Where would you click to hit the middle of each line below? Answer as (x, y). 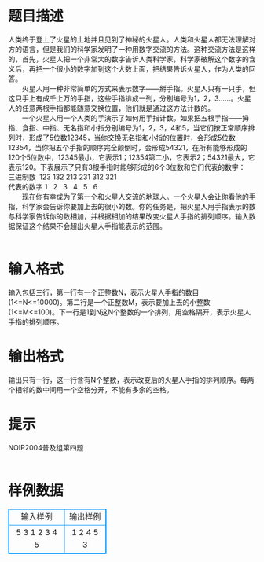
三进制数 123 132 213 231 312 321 (62, 177)
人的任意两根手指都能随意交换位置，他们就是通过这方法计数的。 (111, 108)
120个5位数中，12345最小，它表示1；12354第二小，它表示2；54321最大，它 (132, 157)
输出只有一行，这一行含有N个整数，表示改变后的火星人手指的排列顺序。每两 (131, 380)
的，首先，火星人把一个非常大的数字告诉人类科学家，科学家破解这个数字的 (128, 59)
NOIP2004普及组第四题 (46, 447)
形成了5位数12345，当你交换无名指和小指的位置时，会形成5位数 (132, 138)
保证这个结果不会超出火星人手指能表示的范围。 (90, 226)
